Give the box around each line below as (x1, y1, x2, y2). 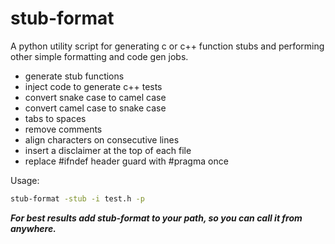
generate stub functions (24, 70, 125, 82)
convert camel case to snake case (24, 102, 167, 114)
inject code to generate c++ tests (24, 80, 163, 92)
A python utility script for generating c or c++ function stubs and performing (10, 40, 325, 52)
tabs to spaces (24, 112, 87, 124)
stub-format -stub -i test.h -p (10, 193, 145, 204)
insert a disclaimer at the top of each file (24, 144, 192, 156)
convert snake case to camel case (24, 91, 167, 103)
